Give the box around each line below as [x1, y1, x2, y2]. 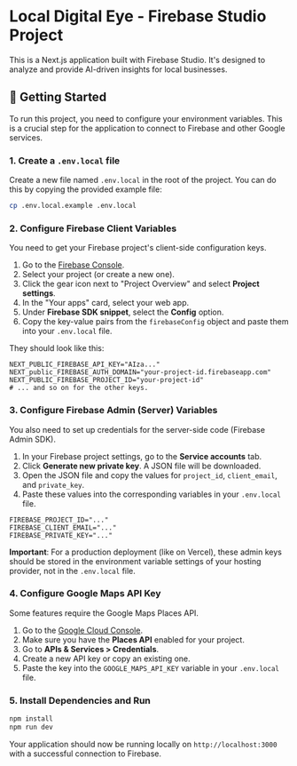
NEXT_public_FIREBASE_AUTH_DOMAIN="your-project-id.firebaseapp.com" [9, 368, 272, 377]
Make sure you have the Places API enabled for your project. [21, 634, 246, 645]
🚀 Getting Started [9, 90, 107, 105]
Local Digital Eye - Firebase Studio [9, 6, 267, 27]
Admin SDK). [9, 434, 56, 444]
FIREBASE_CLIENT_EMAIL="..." [9, 523, 117, 532]
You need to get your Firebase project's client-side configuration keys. [9, 243, 268, 253]
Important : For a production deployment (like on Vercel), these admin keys [9, 547, 282, 557]
